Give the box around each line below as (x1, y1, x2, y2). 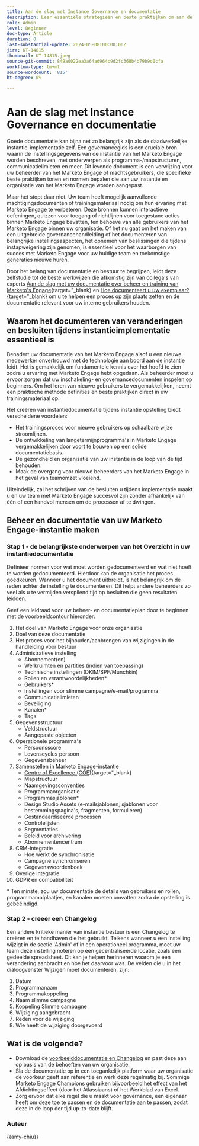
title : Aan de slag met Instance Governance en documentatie (7, 8, 161, 15)
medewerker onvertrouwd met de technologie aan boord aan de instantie (7, 357, 185, 364)
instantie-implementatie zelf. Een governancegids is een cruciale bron (7, 144, 177, 151)
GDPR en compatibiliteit (15, 876, 73, 883)
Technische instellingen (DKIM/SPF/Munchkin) (24, 668, 138, 676)
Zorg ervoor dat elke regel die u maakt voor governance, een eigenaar (15, 1092, 187, 1099)
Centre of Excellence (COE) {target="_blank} (24, 769, 132, 776)
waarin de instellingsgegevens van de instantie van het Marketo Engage (7, 151, 182, 158)
